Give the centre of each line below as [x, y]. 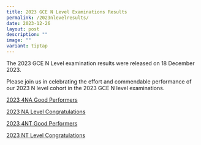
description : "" [27, 35]
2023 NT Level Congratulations [46, 135]
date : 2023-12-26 [28, 23]
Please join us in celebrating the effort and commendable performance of [99, 81]
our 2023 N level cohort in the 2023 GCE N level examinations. [85, 88]
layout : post [23, 29]
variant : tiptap [27, 46]
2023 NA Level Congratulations [46, 111]
